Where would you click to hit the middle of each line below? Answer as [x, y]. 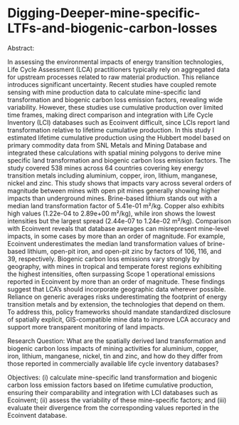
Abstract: [21, 48]
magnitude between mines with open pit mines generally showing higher [114, 190]
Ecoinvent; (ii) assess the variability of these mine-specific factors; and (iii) [117, 400]
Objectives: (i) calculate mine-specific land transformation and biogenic [112, 377]
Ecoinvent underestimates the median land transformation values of [107, 243]
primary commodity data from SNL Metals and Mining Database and [107, 145]
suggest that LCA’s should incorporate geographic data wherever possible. [117, 289]
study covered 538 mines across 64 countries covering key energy [106, 168]
